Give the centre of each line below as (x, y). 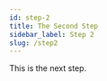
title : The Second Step (54, 26)
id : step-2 (30, 18)
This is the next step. (48, 68)
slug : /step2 (34, 43)
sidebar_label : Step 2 (52, 34)
